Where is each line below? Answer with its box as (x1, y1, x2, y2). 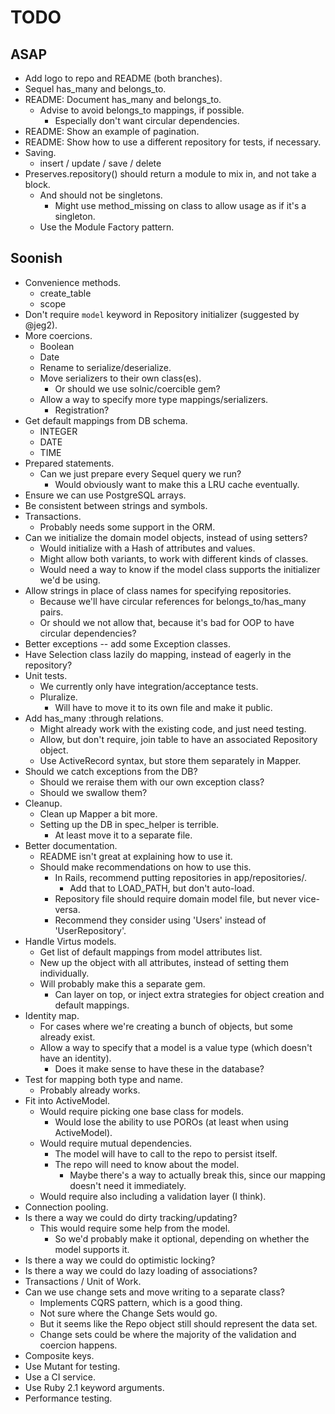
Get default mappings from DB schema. (24, 414, 188, 426)
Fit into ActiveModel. (24, 1094, 110, 1106)
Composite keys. (24, 1349, 95, 1361)
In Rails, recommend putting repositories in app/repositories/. (54, 871, 307, 883)
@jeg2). (24, 319, 58, 331)
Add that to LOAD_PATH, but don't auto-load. (69, 882, 255, 894)
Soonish (10, 250, 63, 267)
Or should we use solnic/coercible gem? (54, 382, 221, 395)
